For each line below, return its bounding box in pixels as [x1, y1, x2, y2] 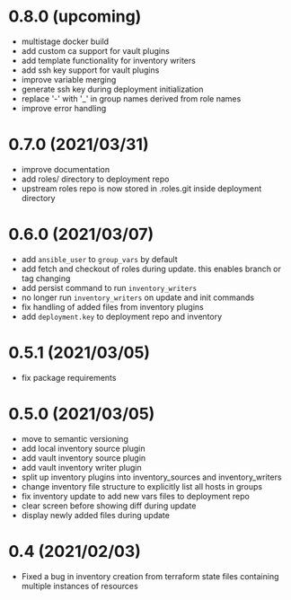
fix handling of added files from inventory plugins [21, 301, 204, 312]
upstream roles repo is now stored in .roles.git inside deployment [21, 182, 262, 194]
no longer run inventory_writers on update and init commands [21, 292, 255, 303]
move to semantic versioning [21, 433, 129, 444]
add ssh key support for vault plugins [21, 65, 160, 75]
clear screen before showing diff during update [21, 500, 197, 511]
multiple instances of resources [21, 580, 138, 591]
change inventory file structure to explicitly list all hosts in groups [21, 481, 262, 491]
